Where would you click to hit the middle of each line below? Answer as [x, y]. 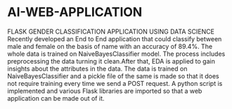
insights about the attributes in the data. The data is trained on [97, 68]
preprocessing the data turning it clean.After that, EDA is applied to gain [111, 61]
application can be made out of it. [56, 98]
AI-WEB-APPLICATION [75, 12]
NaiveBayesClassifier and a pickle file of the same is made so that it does [113, 76]
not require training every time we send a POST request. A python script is [115, 83]
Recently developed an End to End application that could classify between [115, 38]
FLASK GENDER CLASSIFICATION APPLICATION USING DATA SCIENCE [111, 31]
